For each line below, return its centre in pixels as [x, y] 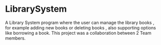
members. [16, 38]
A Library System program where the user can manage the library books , [80, 22]
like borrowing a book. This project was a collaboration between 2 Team [78, 33]
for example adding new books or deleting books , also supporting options [80, 27]
